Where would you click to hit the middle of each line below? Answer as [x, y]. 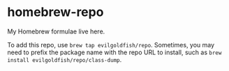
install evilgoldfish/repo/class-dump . [65, 59]
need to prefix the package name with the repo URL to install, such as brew [114, 52]
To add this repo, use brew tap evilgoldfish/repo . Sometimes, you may [111, 45]
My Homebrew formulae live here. [56, 31]
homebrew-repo [56, 12]
